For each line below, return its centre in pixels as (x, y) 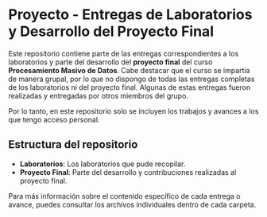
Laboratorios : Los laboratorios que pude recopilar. (103, 164)
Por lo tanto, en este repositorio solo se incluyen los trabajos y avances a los (133, 111)
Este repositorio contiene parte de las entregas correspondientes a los (124, 53)
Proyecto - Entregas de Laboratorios (130, 15)
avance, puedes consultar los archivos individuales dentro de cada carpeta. (132, 204)
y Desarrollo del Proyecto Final (111, 31)
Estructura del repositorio (73, 145)
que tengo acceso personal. (54, 119)
